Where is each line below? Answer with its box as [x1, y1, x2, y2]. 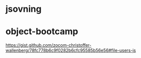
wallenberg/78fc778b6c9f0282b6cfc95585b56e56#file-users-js [5, 48, 136, 54]
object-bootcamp [5, 26, 78, 37]
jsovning [5, 3, 42, 15]
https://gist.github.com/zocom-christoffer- [5, 42, 92, 48]
